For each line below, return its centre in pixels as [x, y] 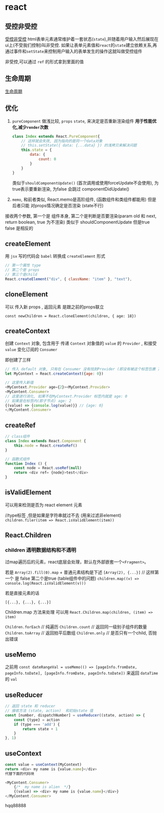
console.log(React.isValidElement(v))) [46, 583]
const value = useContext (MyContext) [43, 765]
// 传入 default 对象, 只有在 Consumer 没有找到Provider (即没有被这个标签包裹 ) [82, 369]
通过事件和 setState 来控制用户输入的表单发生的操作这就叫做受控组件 [74, 51]
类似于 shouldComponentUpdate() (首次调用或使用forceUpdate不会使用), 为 [85, 183]
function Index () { [26, 464]
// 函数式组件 [18, 459]
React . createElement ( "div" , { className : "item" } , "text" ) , [69, 279]
